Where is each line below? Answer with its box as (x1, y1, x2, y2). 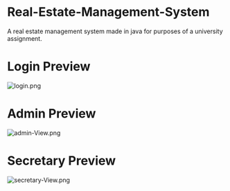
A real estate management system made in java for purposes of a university (7, 27, 223, 35)
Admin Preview (7, 106, 96, 122)
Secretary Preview (7, 153, 116, 168)
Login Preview (7, 59, 91, 75)
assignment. (7, 34, 43, 42)
